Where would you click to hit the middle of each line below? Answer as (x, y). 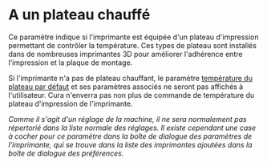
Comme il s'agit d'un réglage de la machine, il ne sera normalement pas (127, 119)
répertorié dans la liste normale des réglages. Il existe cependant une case (132, 128)
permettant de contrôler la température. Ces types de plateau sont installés (132, 45)
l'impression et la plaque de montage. (71, 63)
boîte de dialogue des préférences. (66, 153)
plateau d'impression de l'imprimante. (71, 103)
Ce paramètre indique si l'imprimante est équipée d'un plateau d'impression (133, 37)
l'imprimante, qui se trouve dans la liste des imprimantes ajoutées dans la (130, 144)
